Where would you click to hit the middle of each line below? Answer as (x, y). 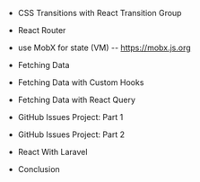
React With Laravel (52, 152)
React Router (42, 30)
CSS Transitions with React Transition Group (100, 13)
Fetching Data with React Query (77, 100)
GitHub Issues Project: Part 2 (71, 134)
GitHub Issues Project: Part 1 (70, 117)
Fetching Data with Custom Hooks (81, 82)
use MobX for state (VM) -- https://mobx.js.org (104, 48)
